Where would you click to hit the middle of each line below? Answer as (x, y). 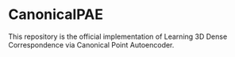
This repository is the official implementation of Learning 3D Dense (118, 36)
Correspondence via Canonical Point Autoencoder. (91, 44)
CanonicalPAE (56, 15)
